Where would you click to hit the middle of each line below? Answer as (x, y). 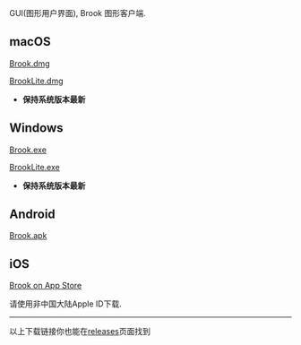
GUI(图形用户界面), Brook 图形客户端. (77, 13)
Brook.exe (28, 150)
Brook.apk (28, 236)
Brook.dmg (30, 63)
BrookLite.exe (34, 167)
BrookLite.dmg (37, 81)
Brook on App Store (46, 286)
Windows (36, 128)
